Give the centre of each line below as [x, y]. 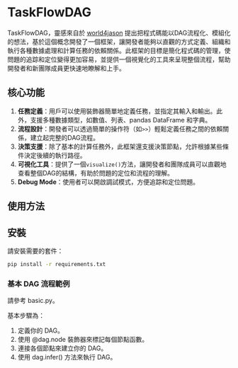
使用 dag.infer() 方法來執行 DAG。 [67, 357]
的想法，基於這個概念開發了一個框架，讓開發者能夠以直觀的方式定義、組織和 [119, 41]
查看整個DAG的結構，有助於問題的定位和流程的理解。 [96, 173]
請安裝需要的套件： [35, 251]
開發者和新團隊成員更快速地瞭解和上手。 [66, 68]
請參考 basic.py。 [33, 301]
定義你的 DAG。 [40, 330]
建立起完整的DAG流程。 [65, 137]
